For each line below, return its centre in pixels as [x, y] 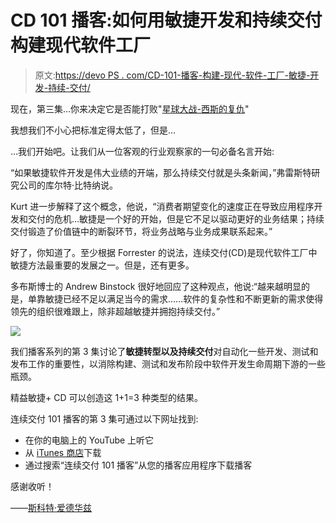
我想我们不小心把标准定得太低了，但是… [93, 130]
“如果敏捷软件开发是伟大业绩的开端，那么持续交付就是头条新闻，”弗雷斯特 [161, 172]
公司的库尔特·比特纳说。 [68, 185]
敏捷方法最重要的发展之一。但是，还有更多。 [102, 265]
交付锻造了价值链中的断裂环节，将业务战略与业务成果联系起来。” [141, 231]
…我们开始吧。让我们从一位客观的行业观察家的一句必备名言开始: [142, 151]
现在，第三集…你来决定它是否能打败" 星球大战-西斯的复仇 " [130, 108]
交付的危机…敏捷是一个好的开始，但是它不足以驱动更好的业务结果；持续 [176, 218]
